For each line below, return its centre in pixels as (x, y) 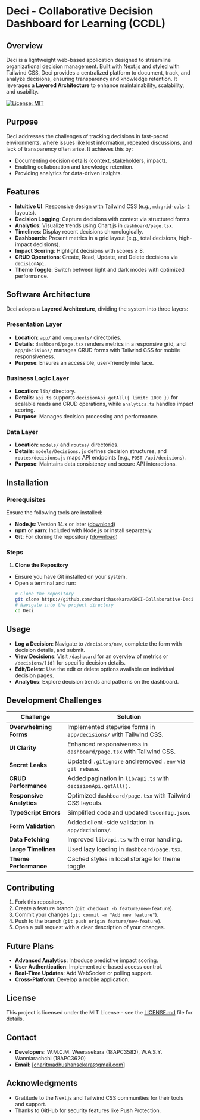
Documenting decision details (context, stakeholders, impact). (91, 160)
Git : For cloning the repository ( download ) (66, 537)
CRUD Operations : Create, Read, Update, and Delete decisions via (96, 257)
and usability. (23, 91)
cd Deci (24, 610)
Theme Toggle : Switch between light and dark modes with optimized (99, 269)
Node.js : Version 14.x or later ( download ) (65, 524)
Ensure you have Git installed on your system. (71, 577)
